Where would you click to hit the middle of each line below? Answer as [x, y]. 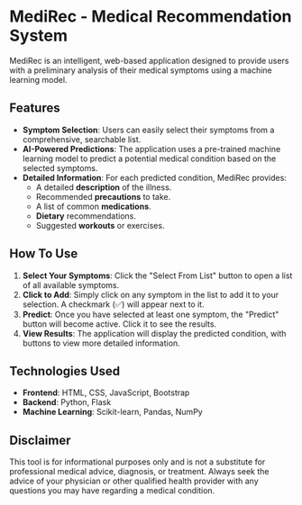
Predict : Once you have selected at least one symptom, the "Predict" [151, 314]
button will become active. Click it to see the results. [119, 324]
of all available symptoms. [71, 284]
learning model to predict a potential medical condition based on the [149, 158]
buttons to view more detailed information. [101, 343]
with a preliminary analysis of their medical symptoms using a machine [141, 70]
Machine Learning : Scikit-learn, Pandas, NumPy [112, 412]
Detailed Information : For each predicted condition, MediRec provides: [154, 177]
